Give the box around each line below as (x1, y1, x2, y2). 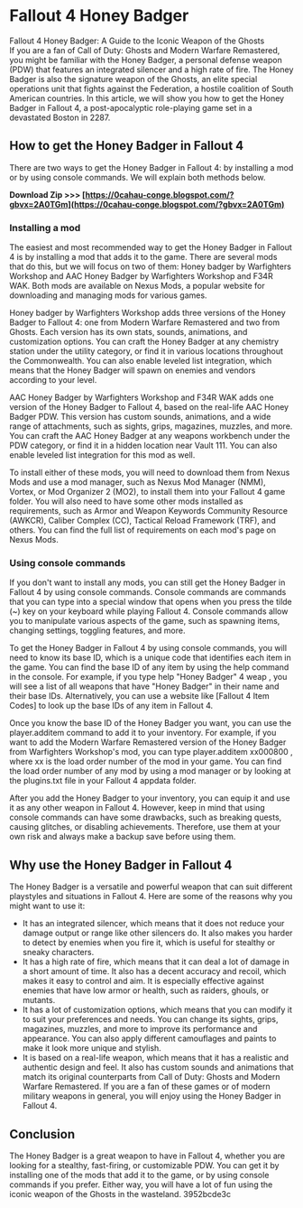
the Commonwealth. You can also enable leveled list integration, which (9, 356, 272, 367)
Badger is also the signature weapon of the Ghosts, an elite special (9, 73, 258, 84)
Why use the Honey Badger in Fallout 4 (9, 857, 233, 872)
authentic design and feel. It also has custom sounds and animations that (22, 1062, 294, 1073)
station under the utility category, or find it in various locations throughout (9, 346, 284, 357)
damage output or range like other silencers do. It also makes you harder (22, 927, 293, 939)
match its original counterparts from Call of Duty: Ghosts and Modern (22, 1072, 280, 1083)
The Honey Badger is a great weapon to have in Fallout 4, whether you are (9, 1150, 286, 1161)
